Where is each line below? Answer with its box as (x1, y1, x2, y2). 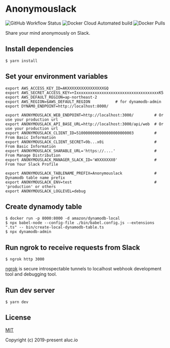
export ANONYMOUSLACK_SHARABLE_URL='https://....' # (5, 148, 157, 153)
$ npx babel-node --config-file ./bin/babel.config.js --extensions (5, 220, 155, 225)
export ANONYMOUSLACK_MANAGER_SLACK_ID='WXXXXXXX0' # (5, 157, 157, 163)
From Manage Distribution (5, 153, 60, 158)
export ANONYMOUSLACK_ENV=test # (5, 179, 157, 184)
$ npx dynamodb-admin (5, 229, 52, 235)
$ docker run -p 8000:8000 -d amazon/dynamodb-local (5, 216, 120, 221)
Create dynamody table (5, 202, 82, 211)
